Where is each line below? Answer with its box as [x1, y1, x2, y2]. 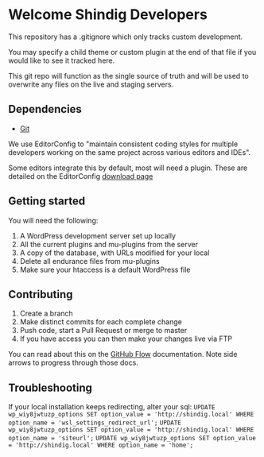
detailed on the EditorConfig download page [8, 171, 153, 180]
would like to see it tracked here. [8, 56, 115, 65]
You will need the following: [8, 215, 99, 225]
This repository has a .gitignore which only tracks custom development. [8, 32, 243, 41]
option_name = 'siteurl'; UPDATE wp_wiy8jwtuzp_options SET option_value [8, 435, 256, 443]
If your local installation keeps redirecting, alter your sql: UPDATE [8, 402, 216, 412]
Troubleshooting [8, 381, 93, 394]
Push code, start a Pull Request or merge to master [19, 326, 188, 335]
